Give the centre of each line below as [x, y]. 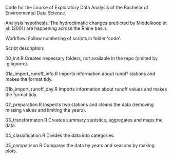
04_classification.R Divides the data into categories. [60, 135]
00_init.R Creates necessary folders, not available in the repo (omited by [82, 58]
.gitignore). [17, 64]
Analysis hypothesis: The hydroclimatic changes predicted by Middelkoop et [86, 23]
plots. [11, 151]
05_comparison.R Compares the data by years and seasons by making [80, 145]
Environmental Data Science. [36, 13]
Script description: [25, 48]
